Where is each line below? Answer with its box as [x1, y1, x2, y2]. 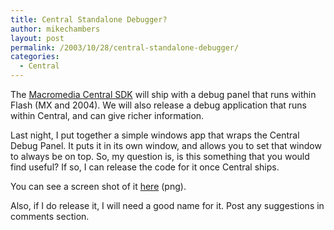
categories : [10, 52, 60, 62]
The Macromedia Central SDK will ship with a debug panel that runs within [10, 89, 317, 100]
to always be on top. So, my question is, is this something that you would [10, 151, 310, 162]
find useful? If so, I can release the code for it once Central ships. [10, 161, 280, 173]
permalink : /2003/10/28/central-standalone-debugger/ [10, 42, 240, 53]
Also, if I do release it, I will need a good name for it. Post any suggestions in [10, 200, 325, 211]
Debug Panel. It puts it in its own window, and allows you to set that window [10, 140, 322, 151]
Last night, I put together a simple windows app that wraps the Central [10, 129, 300, 141]
